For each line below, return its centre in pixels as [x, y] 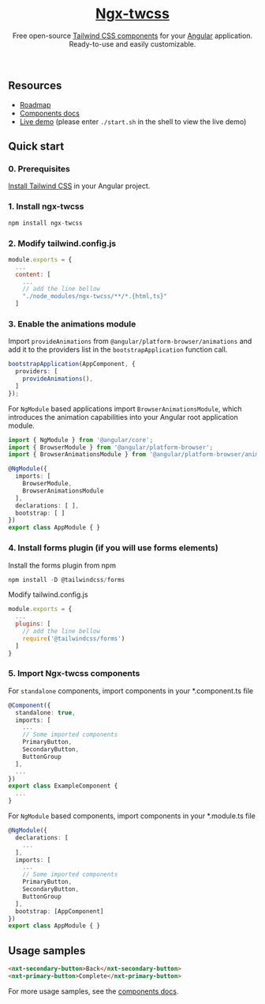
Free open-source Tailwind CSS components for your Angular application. [132, 36]
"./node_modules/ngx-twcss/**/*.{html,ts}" [95, 296]
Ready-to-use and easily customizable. [132, 43]
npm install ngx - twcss [45, 223]
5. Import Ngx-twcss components [74, 674]
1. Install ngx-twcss [46, 206]
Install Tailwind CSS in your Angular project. [79, 186]
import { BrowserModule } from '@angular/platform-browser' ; [111, 447]
